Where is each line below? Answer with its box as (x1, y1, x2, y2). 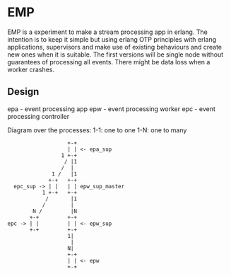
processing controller (7, 112, 70, 120)
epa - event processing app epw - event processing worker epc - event (7, 104, 215, 113)
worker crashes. (7, 65, 55, 74)
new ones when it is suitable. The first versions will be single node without (7, 50, 224, 59)
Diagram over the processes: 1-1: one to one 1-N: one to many (7, 125, 187, 134)
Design (7, 86, 40, 98)
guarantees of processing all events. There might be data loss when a (7, 57, 211, 66)
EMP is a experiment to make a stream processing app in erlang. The (7, 28, 208, 36)
